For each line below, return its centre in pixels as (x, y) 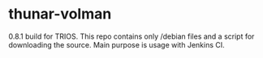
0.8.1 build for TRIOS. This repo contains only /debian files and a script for (131, 36)
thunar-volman (60, 14)
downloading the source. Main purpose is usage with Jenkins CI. (116, 44)
